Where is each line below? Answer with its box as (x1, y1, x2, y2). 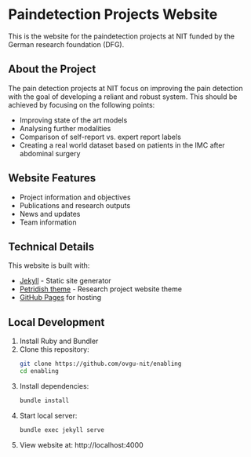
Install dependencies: (19, 381, 89, 390)
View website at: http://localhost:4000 (19, 440, 144, 449)
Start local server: (19, 411, 78, 420)
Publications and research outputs (19, 200, 131, 210)
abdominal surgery (19, 148, 81, 158)
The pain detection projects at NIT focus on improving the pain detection (8, 83, 243, 93)
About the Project (8, 63, 96, 76)
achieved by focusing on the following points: (8, 100, 155, 109)
